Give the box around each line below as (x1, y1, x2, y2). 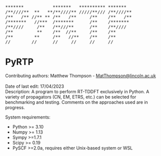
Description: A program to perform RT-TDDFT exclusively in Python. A (5, 88, 149, 94)
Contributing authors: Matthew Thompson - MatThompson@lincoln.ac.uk (5, 72, 156, 79)
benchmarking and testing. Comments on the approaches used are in (5, 99, 148, 105)
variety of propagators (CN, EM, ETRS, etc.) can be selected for (5, 94, 136, 100)
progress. (5, 104, 25, 110)
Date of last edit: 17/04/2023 (5, 83, 64, 89)
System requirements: (5, 114, 51, 120)
